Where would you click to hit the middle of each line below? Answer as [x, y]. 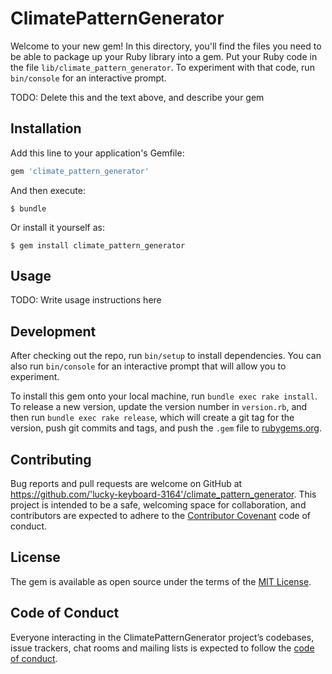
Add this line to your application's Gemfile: [97, 153]
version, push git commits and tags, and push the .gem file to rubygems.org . [166, 428]
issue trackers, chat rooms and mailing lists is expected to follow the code [162, 648]
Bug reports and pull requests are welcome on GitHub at [126, 484]
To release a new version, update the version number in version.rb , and [159, 407]
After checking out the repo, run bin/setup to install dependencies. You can [166, 356]
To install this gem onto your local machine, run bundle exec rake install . [164, 396]
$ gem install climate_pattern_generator [98, 245]
